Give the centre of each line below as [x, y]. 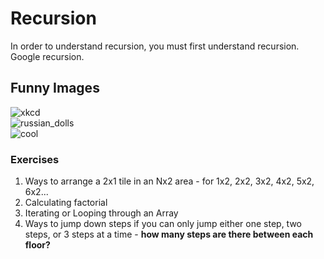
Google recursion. [47, 56]
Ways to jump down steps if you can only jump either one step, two [163, 224]
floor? [37, 245]
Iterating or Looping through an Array [101, 213]
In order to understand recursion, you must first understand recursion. [155, 46]
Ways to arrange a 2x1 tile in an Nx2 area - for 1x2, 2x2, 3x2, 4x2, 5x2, [169, 181]
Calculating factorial [66, 203]
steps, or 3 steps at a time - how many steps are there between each [169, 234]
